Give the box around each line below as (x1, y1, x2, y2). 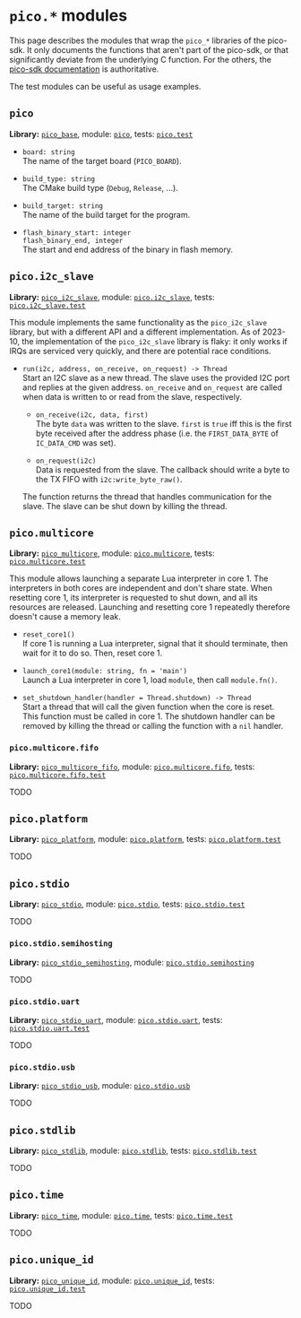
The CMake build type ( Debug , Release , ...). (21, 182, 179, 193)
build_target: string (21, 201, 103, 211)
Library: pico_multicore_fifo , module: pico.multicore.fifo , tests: (9, 761, 255, 772)
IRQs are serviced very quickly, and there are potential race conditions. (9, 345, 271, 356)
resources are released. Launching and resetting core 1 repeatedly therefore (9, 602, 291, 612)
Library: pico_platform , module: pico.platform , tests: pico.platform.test (9, 834, 281, 845)
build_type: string (21, 174, 96, 184)
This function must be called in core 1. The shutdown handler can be (21, 711, 276, 722)
